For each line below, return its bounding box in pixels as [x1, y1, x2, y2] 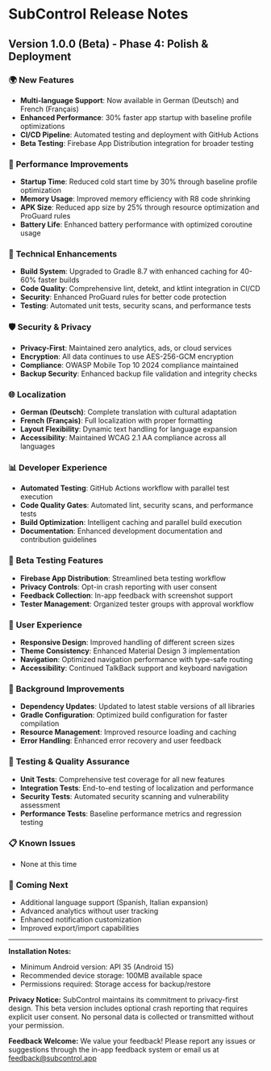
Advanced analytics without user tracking [19, 906, 159, 916]
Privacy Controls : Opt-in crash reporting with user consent [19, 581, 218, 591]
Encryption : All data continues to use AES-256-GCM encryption [19, 352, 234, 361]
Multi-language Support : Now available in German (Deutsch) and [19, 95, 240, 105]
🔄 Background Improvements [8, 683, 125, 694]
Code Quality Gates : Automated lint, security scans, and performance [19, 501, 254, 510]
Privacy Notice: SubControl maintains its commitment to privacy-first [8, 995, 239, 1005]
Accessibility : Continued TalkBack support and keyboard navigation [19, 663, 248, 673]
